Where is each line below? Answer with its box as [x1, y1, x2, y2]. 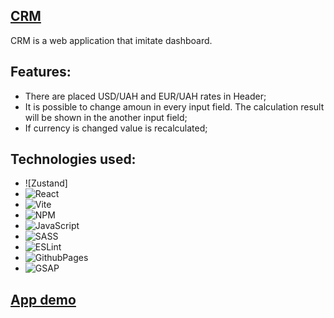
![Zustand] [24, 177, 68, 189]
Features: [10, 64, 72, 81]
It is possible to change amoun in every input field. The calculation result [24, 100, 325, 113]
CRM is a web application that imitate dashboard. [10, 34, 213, 46]
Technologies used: [10, 151, 137, 168]
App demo [10, 291, 77, 308]
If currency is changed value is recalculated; [24, 122, 208, 134]
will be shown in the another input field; [24, 111, 188, 123]
